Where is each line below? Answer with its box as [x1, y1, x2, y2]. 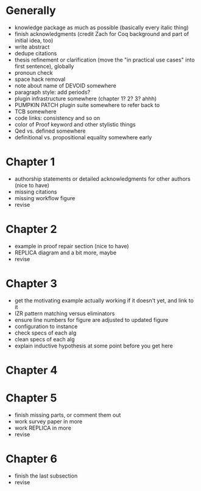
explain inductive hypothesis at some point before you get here [14, 342, 173, 349]
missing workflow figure [14, 194, 76, 201]
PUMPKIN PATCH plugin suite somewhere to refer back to [14, 101, 160, 108]
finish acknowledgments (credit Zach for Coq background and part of [14, 30, 189, 37]
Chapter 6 [5, 452, 57, 466]
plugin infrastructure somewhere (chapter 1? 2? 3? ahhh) [14, 95, 157, 102]
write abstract [14, 43, 50, 50]
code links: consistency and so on [14, 114, 100, 122]
